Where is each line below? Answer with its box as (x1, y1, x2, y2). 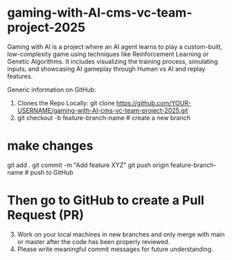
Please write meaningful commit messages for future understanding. (17, 245, 213, 253)
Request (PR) (7, 207, 84, 223)
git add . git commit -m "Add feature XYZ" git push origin (7, 161, 170, 169)
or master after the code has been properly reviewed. (17, 237, 170, 245)
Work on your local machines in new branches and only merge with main (17, 230, 225, 239)
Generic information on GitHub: (7, 85, 97, 94)
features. (7, 71, 33, 80)
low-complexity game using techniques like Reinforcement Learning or (7, 50, 209, 58)
